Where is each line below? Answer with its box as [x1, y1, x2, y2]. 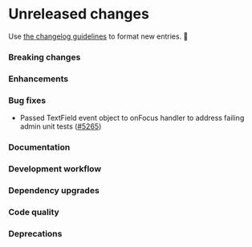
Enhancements [8, 73, 69, 84]
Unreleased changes [8, 5, 150, 23]
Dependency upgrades [8, 184, 100, 196]
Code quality [8, 206, 60, 217]
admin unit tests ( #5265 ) [19, 121, 102, 131]
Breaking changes [8, 51, 81, 63]
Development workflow [8, 163, 102, 174]
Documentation [8, 142, 71, 153]
